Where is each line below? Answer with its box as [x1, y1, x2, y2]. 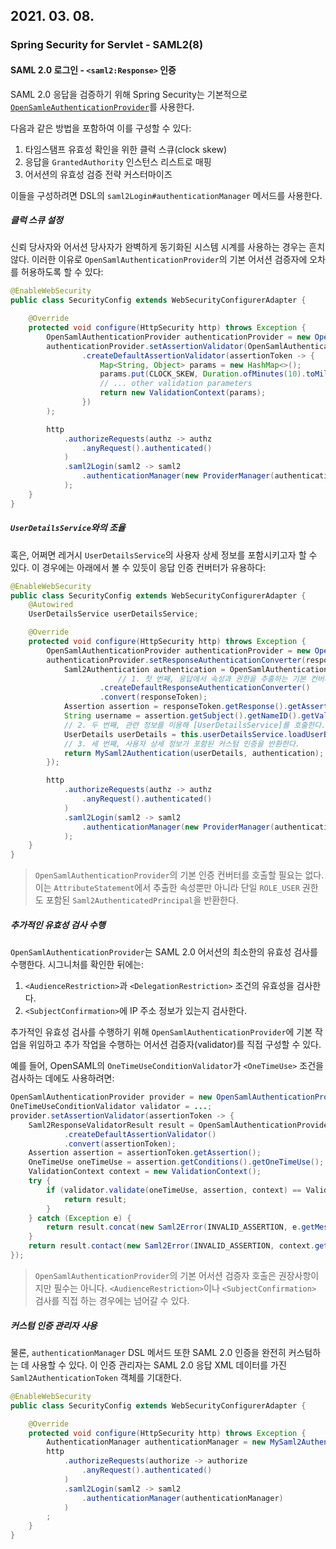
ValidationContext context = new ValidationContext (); [28, 1167, 262, 1177]
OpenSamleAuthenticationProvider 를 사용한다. [10, 100, 195, 113]
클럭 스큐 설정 [10, 214, 63, 226]
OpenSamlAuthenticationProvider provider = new [10, 1092, 213, 1103]
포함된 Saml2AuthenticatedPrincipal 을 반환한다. [45, 894, 239, 906]
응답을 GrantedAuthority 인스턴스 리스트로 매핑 [24, 155, 212, 168]
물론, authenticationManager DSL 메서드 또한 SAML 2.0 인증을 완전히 [10, 1346, 287, 1358]
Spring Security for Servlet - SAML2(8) [10, 38, 204, 52]
